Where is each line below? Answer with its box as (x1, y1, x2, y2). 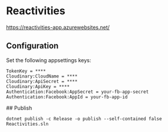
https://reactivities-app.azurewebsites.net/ (6, 24, 110, 31)
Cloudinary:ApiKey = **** (6, 83, 70, 89)
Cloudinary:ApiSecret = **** (6, 78, 78, 84)
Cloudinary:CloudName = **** (6, 73, 78, 79)
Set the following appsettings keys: (6, 56, 91, 63)
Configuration (6, 41, 59, 51)
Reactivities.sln (6, 121, 49, 127)
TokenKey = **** (6, 68, 46, 74)
